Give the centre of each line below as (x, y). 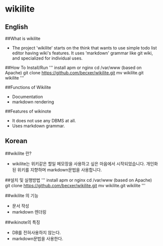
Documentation (27, 97)
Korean (16, 141)
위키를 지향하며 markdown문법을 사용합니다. (60, 170)
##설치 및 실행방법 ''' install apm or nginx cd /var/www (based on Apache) (79, 180)
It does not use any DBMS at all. (44, 121)
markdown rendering (33, 102)
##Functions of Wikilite (28, 87)
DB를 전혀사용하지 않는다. (36, 232)
